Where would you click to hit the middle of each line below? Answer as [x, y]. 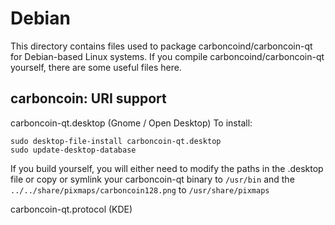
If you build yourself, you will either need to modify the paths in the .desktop [167, 168]
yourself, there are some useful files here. [96, 67]
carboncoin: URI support [88, 98]
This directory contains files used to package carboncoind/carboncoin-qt [161, 46]
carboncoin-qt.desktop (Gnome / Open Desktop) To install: [131, 123]
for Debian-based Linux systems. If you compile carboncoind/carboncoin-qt [167, 56]
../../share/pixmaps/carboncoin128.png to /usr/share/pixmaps [140, 189]
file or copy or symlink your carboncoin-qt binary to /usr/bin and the [152, 179]
